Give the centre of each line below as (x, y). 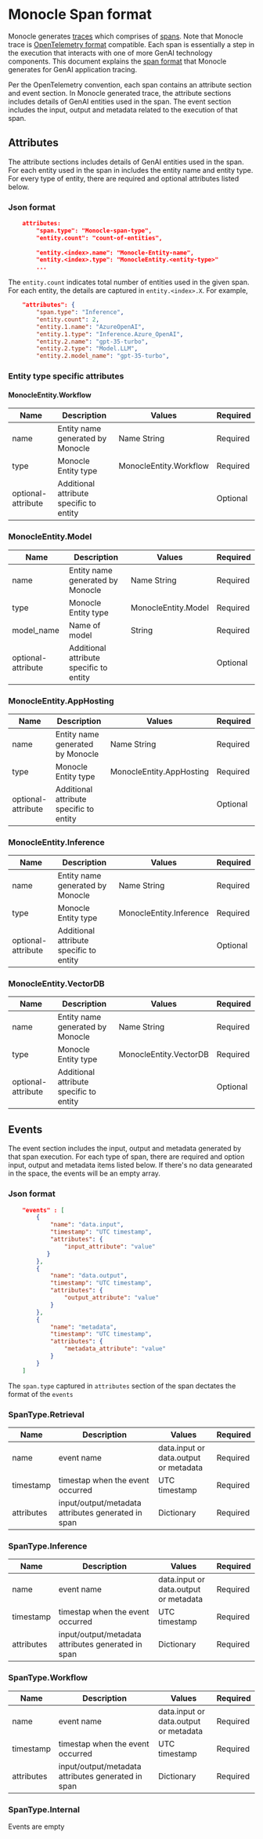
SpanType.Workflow (48, 1678)
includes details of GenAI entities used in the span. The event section (120, 101)
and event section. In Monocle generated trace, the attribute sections (120, 93)
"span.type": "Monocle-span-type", (94, 230)
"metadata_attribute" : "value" (115, 1349)
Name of (85, 625)
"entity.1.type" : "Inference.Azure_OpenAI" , (110, 334)
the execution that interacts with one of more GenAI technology (110, 53)
